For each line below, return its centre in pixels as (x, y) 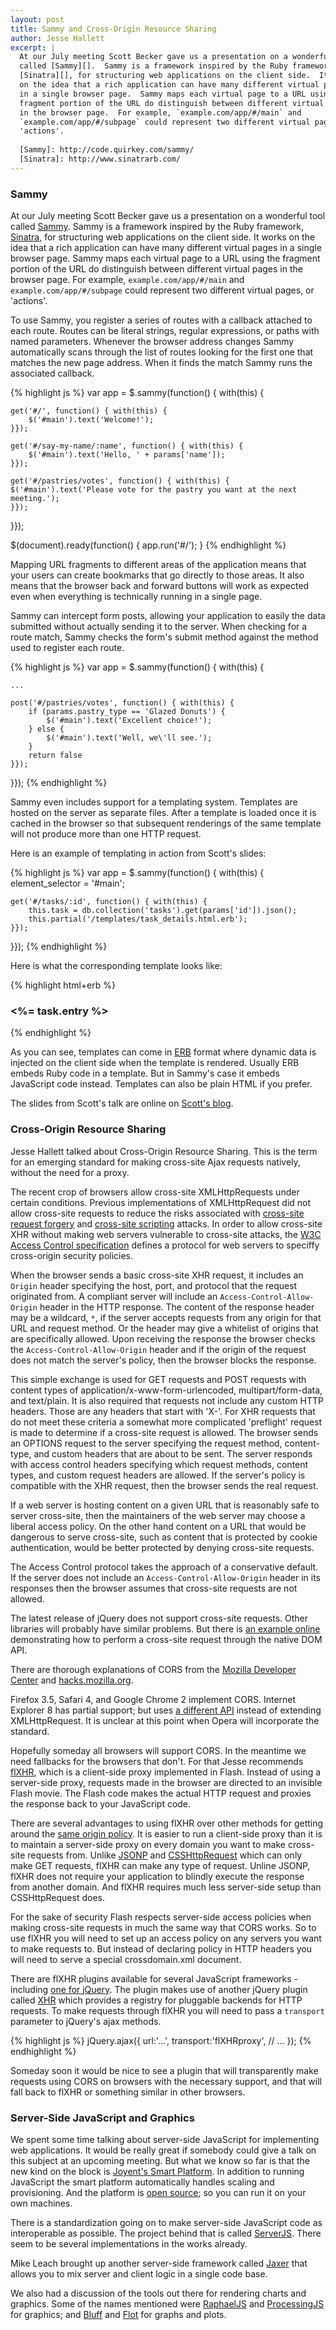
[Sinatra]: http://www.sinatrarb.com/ (100, 159)
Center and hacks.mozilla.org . (72, 1680)
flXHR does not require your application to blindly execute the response (157, 1876)
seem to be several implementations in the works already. (129, 2243)
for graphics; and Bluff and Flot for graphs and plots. (118, 2314)
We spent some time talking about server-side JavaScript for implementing (165, 2139)
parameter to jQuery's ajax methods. (86, 2021)
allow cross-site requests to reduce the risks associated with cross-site (157, 1213)
